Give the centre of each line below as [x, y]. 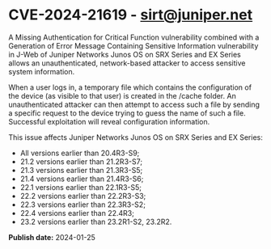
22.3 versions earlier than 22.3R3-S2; [83, 205]
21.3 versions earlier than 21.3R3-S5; [81, 170]
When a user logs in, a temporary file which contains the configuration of [130, 87]
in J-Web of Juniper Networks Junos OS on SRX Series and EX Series [125, 54]
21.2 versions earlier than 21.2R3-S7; [81, 161]
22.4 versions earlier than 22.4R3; [77, 213]
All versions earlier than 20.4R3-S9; [80, 153]
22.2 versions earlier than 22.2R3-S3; [83, 196]
